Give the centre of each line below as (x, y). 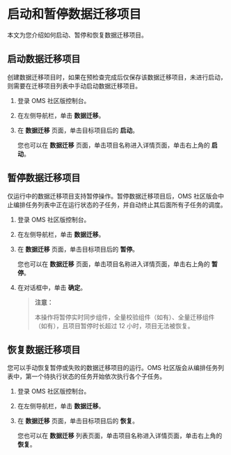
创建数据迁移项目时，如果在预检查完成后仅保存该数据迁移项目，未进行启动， (117, 77)
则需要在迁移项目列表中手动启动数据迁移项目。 (74, 86)
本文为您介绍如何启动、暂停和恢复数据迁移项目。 (77, 35)
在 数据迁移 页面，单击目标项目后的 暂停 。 (78, 249)
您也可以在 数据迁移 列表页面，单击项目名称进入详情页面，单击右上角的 (120, 435)
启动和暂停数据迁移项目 (74, 14)
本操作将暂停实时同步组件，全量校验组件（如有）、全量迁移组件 (125, 317)
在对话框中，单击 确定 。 (52, 287)
